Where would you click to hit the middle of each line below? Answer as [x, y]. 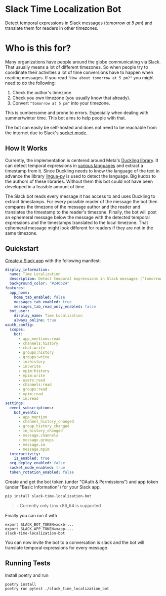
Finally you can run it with [31, 515]
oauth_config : [20, 325]
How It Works [26, 148]
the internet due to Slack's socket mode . [46, 133]
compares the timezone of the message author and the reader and [73, 207]
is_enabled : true [32, 459]
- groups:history [36, 353]
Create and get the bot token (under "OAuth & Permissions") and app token [82, 482]
